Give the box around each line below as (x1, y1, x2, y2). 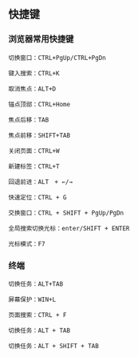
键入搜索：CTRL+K (8, 69, 60, 78)
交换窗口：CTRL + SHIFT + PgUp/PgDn (8, 209, 124, 217)
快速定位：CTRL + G (8, 193, 67, 202)
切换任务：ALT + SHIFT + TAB (8, 342, 100, 350)
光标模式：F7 (8, 239, 45, 248)
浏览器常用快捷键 (8, 34, 74, 45)
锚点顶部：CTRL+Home (8, 100, 70, 108)
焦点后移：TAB (8, 115, 49, 124)
